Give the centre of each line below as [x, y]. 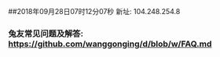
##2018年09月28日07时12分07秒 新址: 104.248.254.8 [94, 11]
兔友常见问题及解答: [46, 34]
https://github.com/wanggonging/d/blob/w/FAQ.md [110, 44]
